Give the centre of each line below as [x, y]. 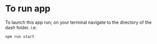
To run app [28, 9]
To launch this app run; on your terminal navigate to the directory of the [78, 22]
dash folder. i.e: [21, 27]
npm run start [20, 37]
